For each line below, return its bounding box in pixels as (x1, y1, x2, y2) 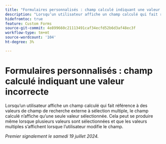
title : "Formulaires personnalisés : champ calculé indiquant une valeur (5, 7, 161, 12)
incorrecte (5, 86, 49, 97)
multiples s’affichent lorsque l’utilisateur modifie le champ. (5, 123, 124, 129)
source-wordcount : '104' (5, 35, 56, 40)
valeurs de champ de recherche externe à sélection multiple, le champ (5, 107, 149, 114)
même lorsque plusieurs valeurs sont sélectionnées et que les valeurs (5, 118, 147, 124)
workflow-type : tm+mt (5, 30, 50, 35)
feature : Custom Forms (5, 21, 52, 26)
